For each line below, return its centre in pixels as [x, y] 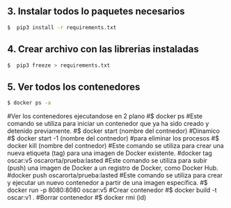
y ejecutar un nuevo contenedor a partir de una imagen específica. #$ [107, 183]
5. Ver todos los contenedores [74, 87]
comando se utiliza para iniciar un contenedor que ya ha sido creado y [108, 124]
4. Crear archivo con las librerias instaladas [103, 49]
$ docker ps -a [29, 103]
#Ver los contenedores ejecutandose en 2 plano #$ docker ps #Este [105, 116]
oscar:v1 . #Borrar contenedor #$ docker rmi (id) [77, 198]
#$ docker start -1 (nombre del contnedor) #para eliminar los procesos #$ [113, 138]
